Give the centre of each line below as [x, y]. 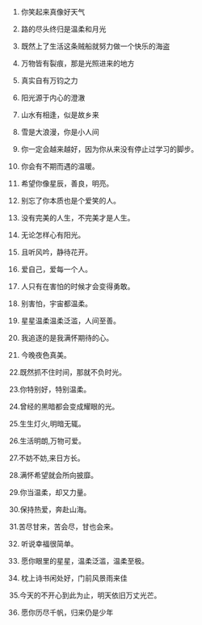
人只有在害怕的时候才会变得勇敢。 [78, 286]
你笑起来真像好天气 [53, 12]
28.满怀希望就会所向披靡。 [53, 475]
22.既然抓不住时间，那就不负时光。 [68, 372]
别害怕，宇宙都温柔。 [56, 304]
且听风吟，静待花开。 [56, 252]
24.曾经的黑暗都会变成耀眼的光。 [64, 407]
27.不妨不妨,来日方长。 [47, 458]
